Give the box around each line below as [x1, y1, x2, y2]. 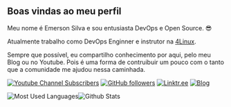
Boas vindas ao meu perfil [7, 6, 122, 17]
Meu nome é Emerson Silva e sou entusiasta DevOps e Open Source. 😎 [7, 23, 212, 32]
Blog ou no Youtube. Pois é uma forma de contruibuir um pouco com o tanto [7, 58, 225, 66]
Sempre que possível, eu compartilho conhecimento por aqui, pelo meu [7, 50, 211, 59]
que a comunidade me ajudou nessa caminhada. [7, 65, 146, 73]
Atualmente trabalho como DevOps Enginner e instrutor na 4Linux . [7, 37, 197, 46]
